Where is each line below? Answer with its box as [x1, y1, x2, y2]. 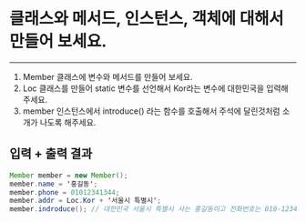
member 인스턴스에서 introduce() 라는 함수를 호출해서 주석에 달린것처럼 [22, 106, 280, 116]
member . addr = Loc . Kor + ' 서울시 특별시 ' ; [9, 197, 162, 206]
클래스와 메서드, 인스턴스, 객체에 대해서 [9, 8, 284, 29]
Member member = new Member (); [9, 170, 128, 180]
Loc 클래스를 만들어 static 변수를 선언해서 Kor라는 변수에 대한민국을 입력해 [22, 83, 289, 94]
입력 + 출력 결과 [9, 146, 93, 162]
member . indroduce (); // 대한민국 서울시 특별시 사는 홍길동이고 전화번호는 [9, 205, 261, 214]
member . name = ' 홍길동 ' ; [9, 179, 98, 188]
